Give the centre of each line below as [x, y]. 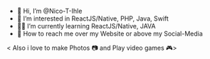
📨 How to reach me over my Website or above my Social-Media [110, 33]
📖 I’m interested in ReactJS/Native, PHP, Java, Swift [93, 18]
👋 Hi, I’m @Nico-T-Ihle [49, 11]
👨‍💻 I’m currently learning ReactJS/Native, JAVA [86, 26]
